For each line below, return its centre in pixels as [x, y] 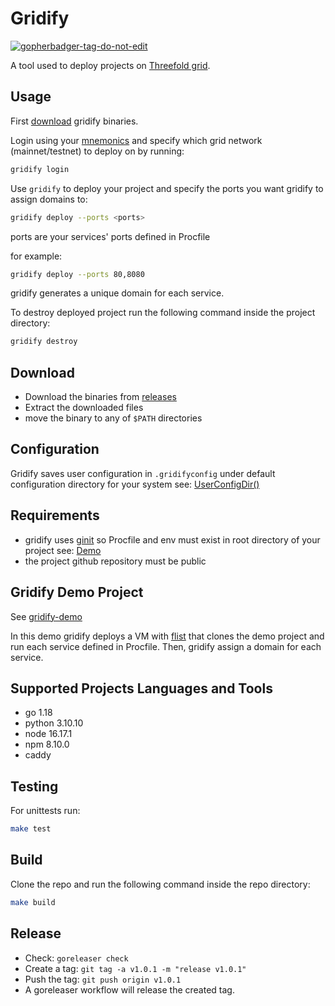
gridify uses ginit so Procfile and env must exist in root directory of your [172, 539]
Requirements [55, 515]
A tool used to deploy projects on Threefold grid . [110, 65]
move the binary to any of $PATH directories [113, 418]
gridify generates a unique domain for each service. [117, 293]
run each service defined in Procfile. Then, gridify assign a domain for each [166, 646]
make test [31, 829]
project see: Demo [63, 550]
